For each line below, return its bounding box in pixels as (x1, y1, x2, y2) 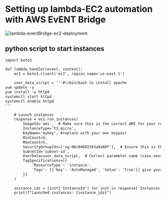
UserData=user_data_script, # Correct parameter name (23, 154, 138, 159)
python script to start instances (5, 44, 105, 53)
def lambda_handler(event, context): (5, 67, 83, 72)
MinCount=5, (23, 135, 48, 140)
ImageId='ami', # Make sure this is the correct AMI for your (23, 121, 156, 126)
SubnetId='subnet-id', (23, 149, 70, 154)
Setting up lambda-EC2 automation (5, 3, 153, 15)
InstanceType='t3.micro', (23, 126, 77, 131)
